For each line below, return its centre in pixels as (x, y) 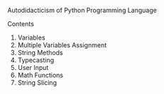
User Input (33, 67)
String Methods (40, 53)
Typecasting (36, 60)
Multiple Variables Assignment (62, 45)
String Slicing (37, 83)
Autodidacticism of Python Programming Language (82, 10)
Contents (21, 24)
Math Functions (40, 75)
